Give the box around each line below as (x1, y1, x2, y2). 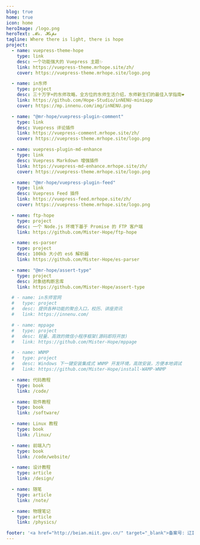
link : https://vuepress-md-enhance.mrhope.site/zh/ (17, 163, 148, 169)
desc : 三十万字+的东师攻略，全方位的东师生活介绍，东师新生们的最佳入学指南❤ (17, 92, 185, 98)
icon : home (6, 20, 33, 26)
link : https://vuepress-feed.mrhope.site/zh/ (17, 196, 132, 202)
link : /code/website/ (17, 454, 70, 460)
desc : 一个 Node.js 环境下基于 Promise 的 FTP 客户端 (17, 223, 143, 230)
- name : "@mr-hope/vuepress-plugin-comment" (11, 113, 124, 119)
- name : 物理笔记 (11, 508, 51, 514)
